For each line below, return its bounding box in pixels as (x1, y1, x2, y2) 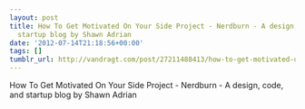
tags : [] (9, 47, 43, 56)
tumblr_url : (9, 55, 54, 64)
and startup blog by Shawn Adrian (9, 89, 138, 100)
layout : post (9, 13, 59, 23)
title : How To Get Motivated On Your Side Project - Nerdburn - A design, (9, 22, 299, 31)
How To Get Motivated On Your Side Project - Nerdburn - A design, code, (9, 80, 284, 90)
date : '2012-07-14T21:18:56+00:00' (9, 38, 144, 48)
